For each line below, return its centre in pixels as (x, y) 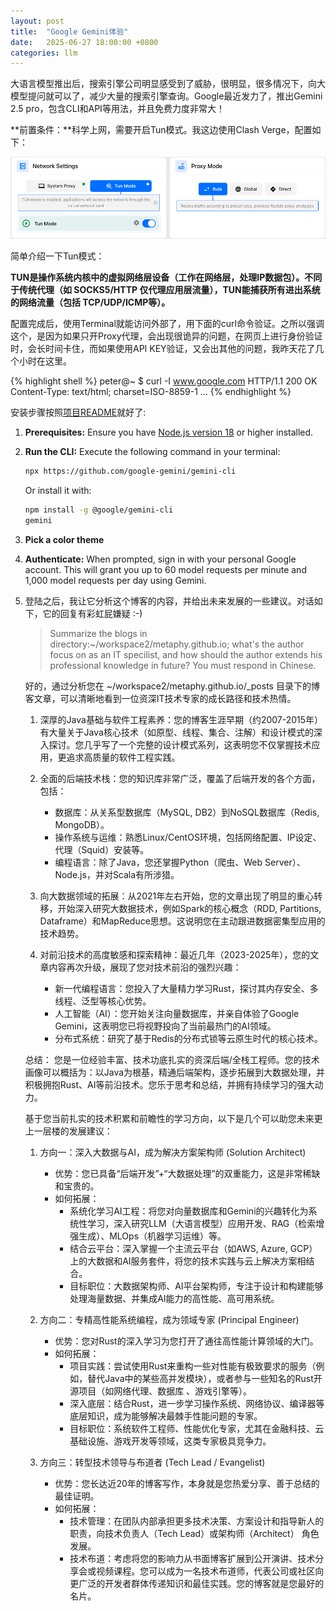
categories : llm (44, 53)
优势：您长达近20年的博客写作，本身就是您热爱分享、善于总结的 (187, 1483)
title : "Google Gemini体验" (69, 31)
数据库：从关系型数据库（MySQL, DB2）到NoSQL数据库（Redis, (187, 812)
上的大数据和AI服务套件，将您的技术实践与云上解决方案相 (188, 1261)
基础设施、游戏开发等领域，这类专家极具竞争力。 (170, 1441)
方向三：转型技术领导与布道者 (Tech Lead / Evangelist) (152, 1462)
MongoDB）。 (82, 824)
